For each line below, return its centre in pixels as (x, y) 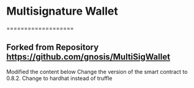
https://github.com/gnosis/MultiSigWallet (88, 57)
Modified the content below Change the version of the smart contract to (97, 71)
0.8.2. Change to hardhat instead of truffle (59, 78)
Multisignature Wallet (62, 11)
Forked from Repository (53, 47)
